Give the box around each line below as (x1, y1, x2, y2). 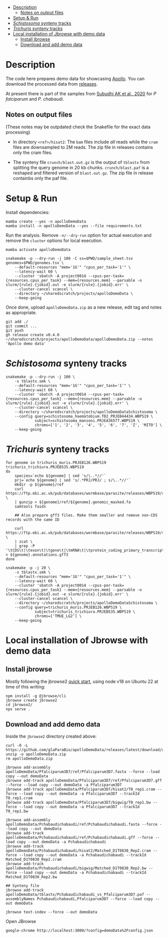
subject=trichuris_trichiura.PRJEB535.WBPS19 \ (34, 609, 136, 614)
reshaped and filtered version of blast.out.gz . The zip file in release (12, 170, 154, 176)
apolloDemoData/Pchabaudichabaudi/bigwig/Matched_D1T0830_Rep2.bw (5, 866, 147, 871)
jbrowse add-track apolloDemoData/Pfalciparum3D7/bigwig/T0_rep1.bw (5, 800, 151, 805)
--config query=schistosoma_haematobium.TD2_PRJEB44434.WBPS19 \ (14, 413, 154, 419)
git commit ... (5, 323, 37, 329)
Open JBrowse (5, 918, 36, 924)
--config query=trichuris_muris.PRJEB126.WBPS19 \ (14, 605, 122, 610)
